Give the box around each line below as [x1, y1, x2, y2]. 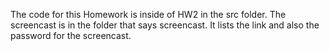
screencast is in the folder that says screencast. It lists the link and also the [10, 19, 320, 31]
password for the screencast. [10, 30, 132, 41]
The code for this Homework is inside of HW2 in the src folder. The [10, 9, 287, 20]
